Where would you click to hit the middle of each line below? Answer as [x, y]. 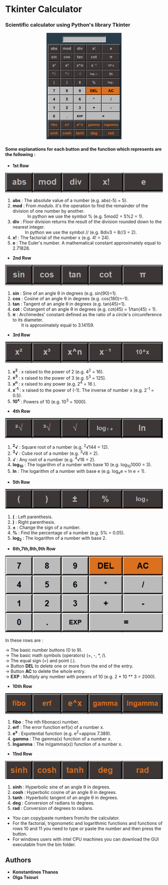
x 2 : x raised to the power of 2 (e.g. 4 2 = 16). [58, 371]
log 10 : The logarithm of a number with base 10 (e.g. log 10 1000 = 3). [82, 465]
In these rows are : [24, 640]
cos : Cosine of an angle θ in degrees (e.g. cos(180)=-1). [70, 299]
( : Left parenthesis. [32, 517]
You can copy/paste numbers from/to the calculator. [66, 818]
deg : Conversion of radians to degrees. [53, 803]
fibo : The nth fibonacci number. [46, 722]
